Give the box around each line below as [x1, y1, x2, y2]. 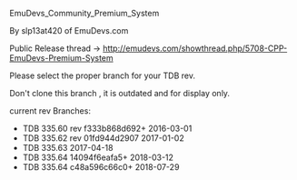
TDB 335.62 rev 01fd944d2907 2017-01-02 [22, 133, 184, 144]
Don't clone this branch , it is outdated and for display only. [9, 88, 230, 98]
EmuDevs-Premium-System [9, 53, 114, 63]
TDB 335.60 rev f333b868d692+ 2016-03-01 [22, 123, 193, 134]
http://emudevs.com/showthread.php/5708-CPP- [103, 43, 288, 54]
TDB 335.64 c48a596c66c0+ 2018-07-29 [22, 162, 180, 172]
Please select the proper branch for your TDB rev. [9, 70, 195, 81]
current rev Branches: [9, 105, 91, 116]
